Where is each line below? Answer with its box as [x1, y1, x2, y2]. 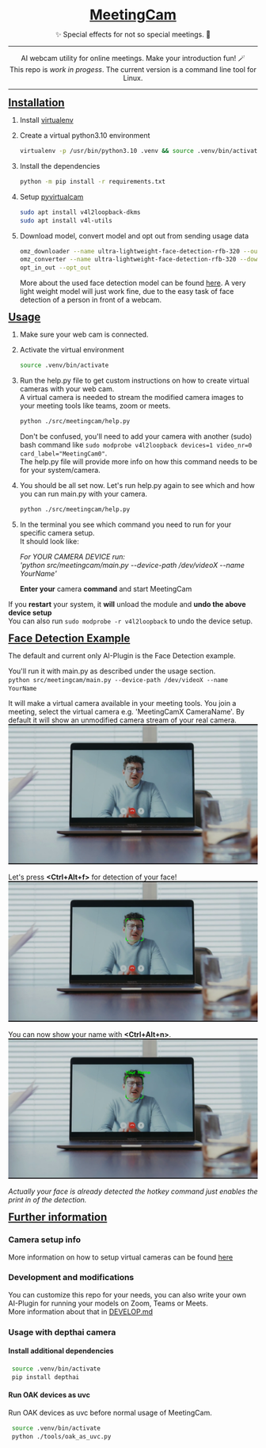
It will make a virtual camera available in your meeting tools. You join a [8, 698, 237, 707]
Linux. [123, 74, 143, 82]
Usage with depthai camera [8, 1326, 116, 1337]
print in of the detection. [8, 1195, 87, 1205]
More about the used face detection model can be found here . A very [19, 278, 246, 288]
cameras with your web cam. [19, 384, 115, 394]
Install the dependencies [19, 161, 101, 170]
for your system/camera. [19, 465, 101, 474]
